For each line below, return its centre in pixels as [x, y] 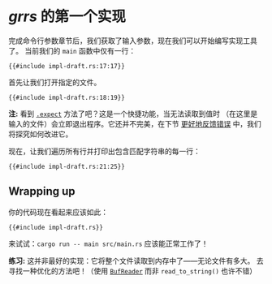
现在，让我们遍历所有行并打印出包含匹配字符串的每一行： [104, 151]
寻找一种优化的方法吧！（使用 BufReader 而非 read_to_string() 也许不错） [133, 271]
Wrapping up [42, 191]
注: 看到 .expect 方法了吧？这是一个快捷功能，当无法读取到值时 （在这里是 [133, 114]
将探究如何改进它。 [41, 134]
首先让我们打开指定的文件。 [55, 82]
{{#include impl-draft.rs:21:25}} [67, 166]
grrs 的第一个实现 [67, 17]
